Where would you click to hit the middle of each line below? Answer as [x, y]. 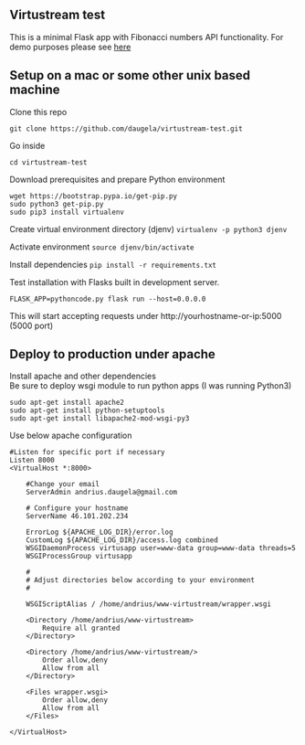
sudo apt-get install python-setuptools [88, 410]
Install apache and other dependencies [83, 376]
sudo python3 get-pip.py [57, 204]
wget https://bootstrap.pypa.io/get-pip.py [94, 196]
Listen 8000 [32, 461]
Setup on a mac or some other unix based [130, 75]
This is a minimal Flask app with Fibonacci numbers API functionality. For [147, 37]
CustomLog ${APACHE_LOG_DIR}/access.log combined [122, 540]
